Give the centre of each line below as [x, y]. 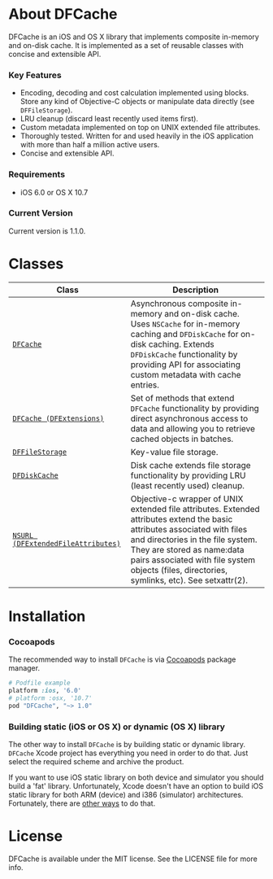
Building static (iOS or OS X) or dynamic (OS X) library [117, 727]
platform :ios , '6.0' [45, 691]
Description [196, 290]
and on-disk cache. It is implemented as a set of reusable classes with [126, 45]
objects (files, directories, [179, 570]
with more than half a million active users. [90, 145]
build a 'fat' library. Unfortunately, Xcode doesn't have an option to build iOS [136, 786]
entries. [145, 385]
